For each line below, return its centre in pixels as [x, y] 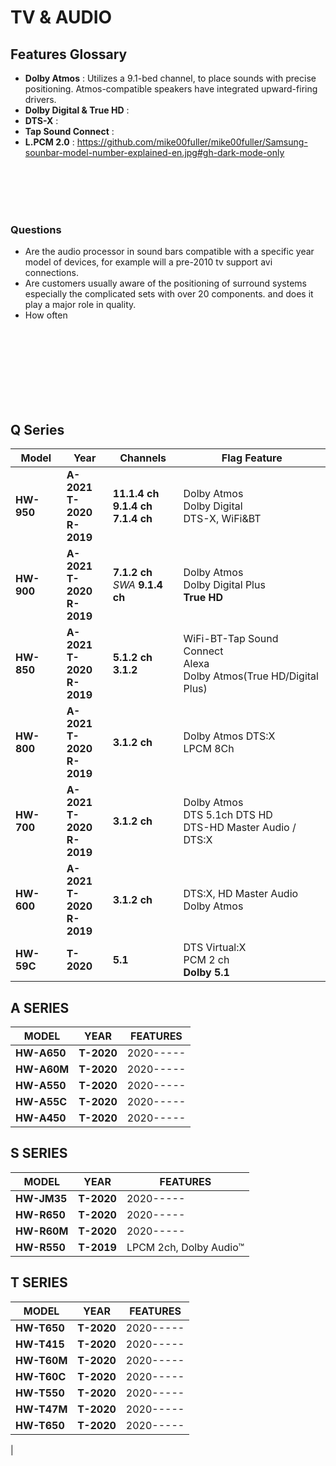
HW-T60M [41, 1360]
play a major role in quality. [80, 305]
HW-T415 [40, 1344]
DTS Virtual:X [215, 948]
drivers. [40, 99]
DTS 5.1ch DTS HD [228, 815]
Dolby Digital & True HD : [77, 110]
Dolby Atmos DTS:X [229, 736]
